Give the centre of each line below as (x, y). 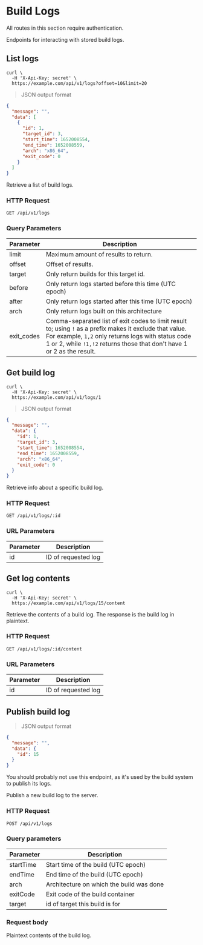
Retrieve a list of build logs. (40, 185)
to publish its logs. (29, 784)
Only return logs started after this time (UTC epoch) (119, 301)
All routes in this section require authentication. (65, 28)
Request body (27, 922)
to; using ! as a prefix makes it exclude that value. (116, 329)
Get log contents (38, 579)
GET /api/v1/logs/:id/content (44, 649)
